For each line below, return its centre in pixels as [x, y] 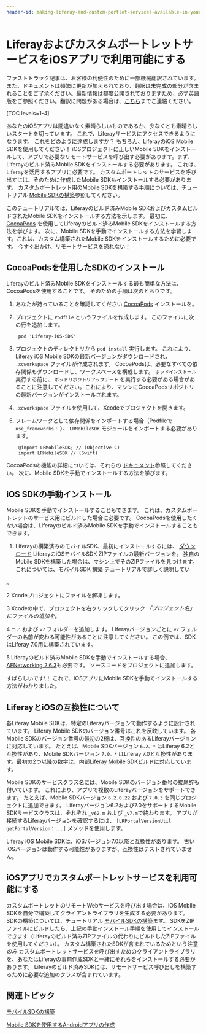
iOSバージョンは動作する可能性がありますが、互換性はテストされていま [97, 849]
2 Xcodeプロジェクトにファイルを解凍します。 [65, 596]
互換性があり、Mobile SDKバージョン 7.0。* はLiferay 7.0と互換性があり [97, 754]
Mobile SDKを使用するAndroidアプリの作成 [61, 1024]
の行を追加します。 [39, 325]
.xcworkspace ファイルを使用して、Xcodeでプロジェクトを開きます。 [102, 408]
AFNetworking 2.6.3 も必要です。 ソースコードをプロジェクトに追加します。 [101, 665]
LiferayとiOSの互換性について [63, 707]
